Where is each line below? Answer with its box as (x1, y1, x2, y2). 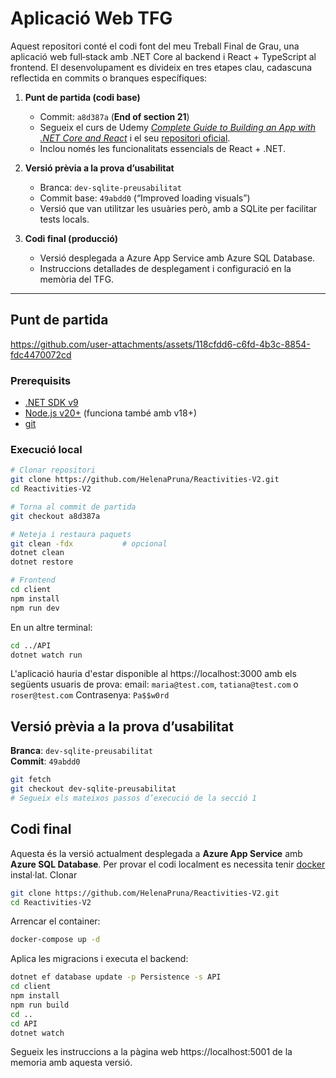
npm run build (10, 1000, 70, 1010)
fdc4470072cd (10, 348, 72, 361)
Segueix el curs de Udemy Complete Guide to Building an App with (39, 121, 316, 133)
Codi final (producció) (24, 232, 118, 244)
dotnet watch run (10, 650, 83, 660)
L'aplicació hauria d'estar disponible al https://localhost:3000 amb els (10, 668, 297, 680)
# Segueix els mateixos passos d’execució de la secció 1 (10, 793, 257, 804)
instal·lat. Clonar (10, 868, 78, 881)
